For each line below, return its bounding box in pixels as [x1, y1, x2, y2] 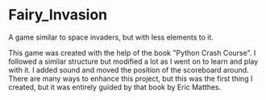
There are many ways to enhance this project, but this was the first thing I [8, 73, 253, 83]
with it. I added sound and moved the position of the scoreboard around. [8, 65, 249, 74]
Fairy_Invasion [8, 6, 108, 24]
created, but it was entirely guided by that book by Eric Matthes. [8, 82, 222, 92]
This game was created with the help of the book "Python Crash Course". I [8, 48, 256, 57]
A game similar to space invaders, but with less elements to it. [8, 32, 214, 42]
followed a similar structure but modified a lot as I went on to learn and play [8, 56, 259, 66]
